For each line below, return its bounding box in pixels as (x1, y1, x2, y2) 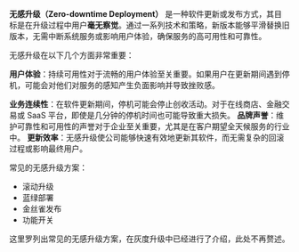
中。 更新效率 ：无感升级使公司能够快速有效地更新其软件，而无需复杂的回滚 (9, 133, 285, 142)
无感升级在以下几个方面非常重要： (9, 50, 134, 61)
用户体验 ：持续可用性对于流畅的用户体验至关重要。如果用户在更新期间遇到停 (9, 69, 290, 79)
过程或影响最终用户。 (9, 143, 87, 154)
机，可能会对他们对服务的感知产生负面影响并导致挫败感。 (9, 80, 220, 90)
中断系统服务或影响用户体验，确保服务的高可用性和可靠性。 (47, 31, 267, 41)
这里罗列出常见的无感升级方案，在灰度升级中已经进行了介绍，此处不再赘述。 (9, 233, 290, 244)
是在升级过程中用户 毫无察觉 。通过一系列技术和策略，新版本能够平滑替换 (16, 20, 282, 30)
